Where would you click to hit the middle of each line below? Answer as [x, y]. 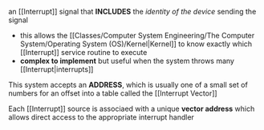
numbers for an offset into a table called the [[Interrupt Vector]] [113, 93]
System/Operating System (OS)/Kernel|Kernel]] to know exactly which [136, 44]
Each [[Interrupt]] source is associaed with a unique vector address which [132, 108]
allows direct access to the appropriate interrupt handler [102, 117]
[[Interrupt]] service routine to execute [83, 52]
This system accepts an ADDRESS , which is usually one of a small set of [128, 85]
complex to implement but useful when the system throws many [127, 61]
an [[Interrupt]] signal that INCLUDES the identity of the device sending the [132, 12]
